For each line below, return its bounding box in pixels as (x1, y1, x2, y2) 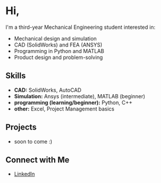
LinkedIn (14, 171, 35, 178)
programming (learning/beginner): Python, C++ (14, 99, 133, 106)
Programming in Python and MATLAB (14, 47, 105, 54)
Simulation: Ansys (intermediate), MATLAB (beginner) (14, 92, 145, 99)
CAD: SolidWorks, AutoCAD (14, 86, 82, 94)
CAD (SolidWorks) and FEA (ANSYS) (14, 41, 103, 48)
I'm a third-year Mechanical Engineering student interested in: (5, 24, 156, 31)
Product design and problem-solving (14, 54, 103, 61)
